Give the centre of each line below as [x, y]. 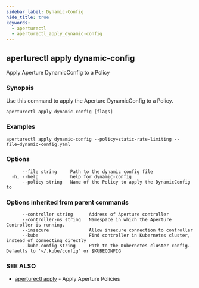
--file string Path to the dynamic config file [87, 171]
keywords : [18, 23]
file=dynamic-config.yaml [38, 144]
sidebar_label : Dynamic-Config [45, 12]
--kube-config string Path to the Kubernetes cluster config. [106, 246]
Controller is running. [36, 225]
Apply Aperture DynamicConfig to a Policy [58, 72]
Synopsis [20, 88]
